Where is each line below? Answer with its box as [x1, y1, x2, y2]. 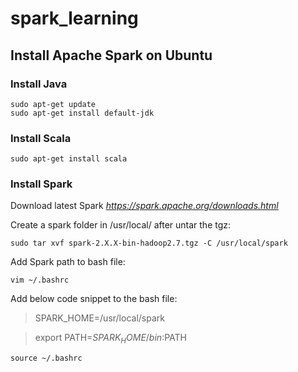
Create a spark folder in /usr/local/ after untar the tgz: [10, 219, 232, 231]
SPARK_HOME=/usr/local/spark [34, 312, 165, 324]
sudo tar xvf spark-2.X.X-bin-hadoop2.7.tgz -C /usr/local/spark [10, 238, 288, 249]
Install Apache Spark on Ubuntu [10, 47, 213, 64]
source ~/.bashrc [10, 353, 83, 364]
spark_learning [10, 7, 139, 30]
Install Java [10, 77, 68, 91]
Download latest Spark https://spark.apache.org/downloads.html [10, 200, 279, 212]
